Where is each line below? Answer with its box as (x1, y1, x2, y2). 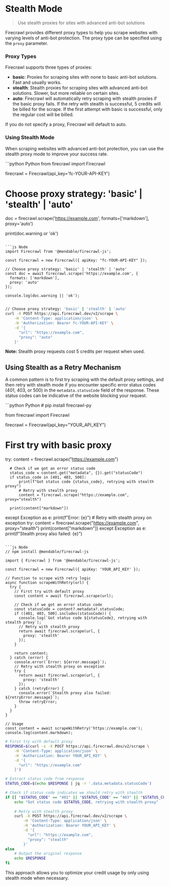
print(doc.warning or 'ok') (5, 231, 59, 237)
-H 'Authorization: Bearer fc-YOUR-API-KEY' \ (14, 321, 114, 326)
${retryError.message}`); (5, 695, 59, 700)
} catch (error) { (10, 655, 49, 660)
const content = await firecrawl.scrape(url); (14, 593, 114, 598)
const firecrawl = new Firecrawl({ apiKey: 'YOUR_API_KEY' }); (5, 567, 141, 572)
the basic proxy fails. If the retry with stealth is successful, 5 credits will (12, 101, 161, 107)
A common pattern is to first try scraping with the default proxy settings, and (5, 376, 164, 382)
